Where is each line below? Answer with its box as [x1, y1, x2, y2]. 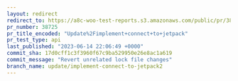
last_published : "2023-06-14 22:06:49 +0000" [6, 43, 144, 50]
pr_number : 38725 [6, 23, 58, 30]
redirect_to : [6, 17, 45, 24]
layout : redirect [6, 10, 58, 18]
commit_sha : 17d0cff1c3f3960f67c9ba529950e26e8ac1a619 [6, 50, 173, 57]
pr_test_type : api [6, 37, 61, 44]
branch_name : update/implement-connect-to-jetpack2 [6, 63, 163, 70]
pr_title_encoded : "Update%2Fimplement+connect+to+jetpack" [6, 30, 189, 37]
